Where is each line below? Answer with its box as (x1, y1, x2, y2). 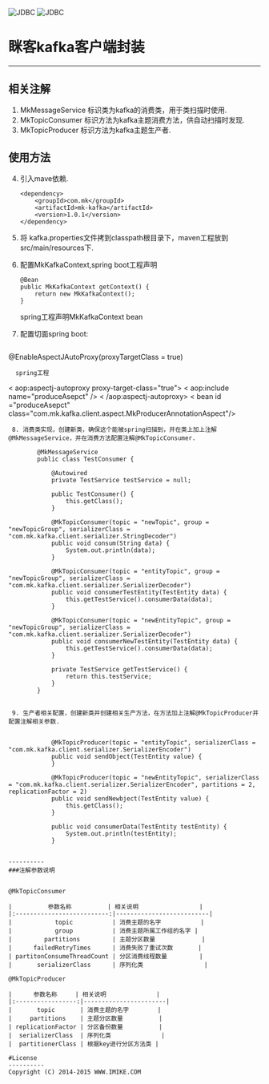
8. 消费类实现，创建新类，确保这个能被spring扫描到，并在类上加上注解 (11, 425, 218, 433)
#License (8, 1054, 38, 1062)
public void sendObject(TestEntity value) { (50, 752, 203, 760)
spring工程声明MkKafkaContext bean (19, 312, 143, 321)
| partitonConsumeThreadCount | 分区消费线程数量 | (8, 952, 203, 961)
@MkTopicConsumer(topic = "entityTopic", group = (50, 567, 220, 575)
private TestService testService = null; (50, 476, 192, 484)
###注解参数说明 (8, 866, 55, 874)
